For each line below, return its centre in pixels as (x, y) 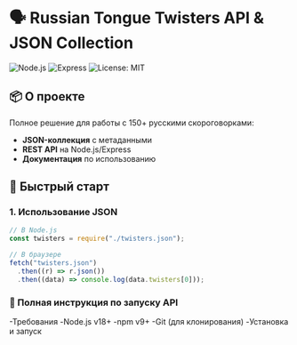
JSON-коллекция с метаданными (87, 140)
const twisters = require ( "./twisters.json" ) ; (97, 239)
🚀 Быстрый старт (59, 187)
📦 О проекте (47, 96)
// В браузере (36, 255)
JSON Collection (71, 43)
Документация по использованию (89, 158)
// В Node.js (33, 230)
